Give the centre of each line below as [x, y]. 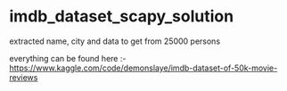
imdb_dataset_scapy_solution [122, 17]
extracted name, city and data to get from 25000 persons [115, 41]
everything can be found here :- [68, 58]
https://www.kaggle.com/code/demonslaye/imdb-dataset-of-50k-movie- [143, 68]
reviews [24, 77]
